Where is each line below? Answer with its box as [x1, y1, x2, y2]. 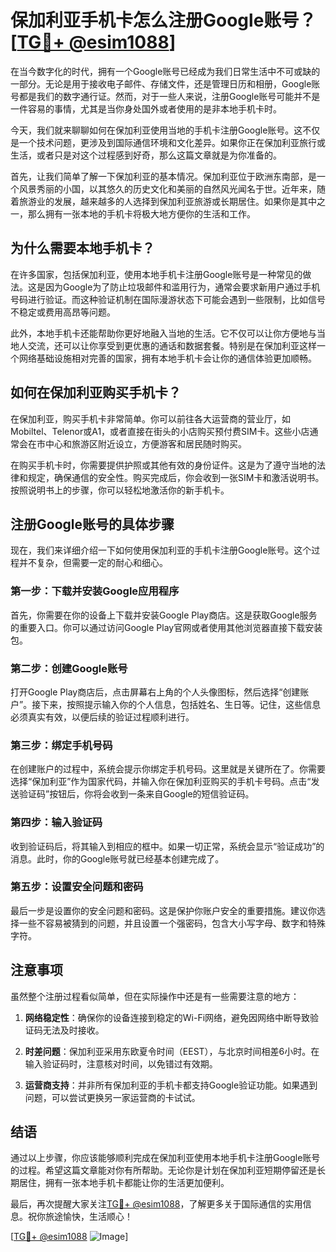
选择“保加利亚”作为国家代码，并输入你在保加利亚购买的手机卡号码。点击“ [10, 776, 312, 788]
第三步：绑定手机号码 [10, 738, 113, 752]
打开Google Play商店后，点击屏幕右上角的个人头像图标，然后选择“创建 [10, 686, 301, 698]
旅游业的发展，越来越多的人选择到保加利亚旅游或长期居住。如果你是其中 [18, 195, 317, 207]
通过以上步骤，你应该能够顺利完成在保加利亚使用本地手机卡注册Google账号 [10, 1152, 321, 1164]
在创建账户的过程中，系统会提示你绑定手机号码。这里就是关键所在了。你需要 [10, 763, 326, 775]
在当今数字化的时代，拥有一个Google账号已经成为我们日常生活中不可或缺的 [10, 65, 321, 77]
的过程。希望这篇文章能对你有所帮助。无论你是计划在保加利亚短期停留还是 [10, 1164, 317, 1176]
